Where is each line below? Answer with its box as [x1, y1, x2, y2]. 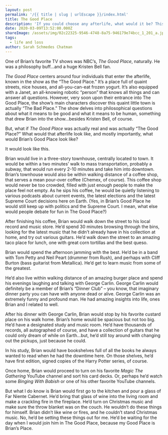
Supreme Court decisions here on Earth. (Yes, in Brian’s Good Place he [5, 198, 151, 204]
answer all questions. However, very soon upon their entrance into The [5, 94, 151, 100]
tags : [5, 35, 16, 40]
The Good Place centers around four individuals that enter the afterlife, [5, 73, 151, 79]
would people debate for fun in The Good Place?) [5, 208, 107, 214]
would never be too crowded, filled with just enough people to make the [5, 182, 153, 188]
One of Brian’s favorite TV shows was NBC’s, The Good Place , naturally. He [5, 58, 160, 64]
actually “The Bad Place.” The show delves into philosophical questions [5, 105, 152, 111]
